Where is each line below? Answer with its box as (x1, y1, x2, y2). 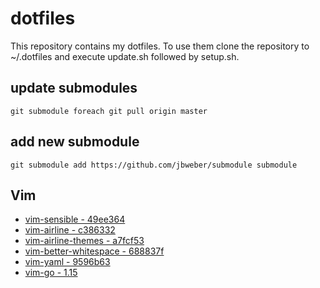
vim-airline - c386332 (24, 224, 116, 236)
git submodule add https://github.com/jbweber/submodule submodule (10, 160, 298, 170)
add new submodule (10, 133, 140, 151)
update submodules (10, 80, 138, 97)
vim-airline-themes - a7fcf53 (24, 235, 145, 247)
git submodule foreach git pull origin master (10, 106, 208, 116)
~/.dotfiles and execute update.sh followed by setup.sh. (10, 50, 240, 62)
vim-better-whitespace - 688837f (24, 245, 165, 257)
